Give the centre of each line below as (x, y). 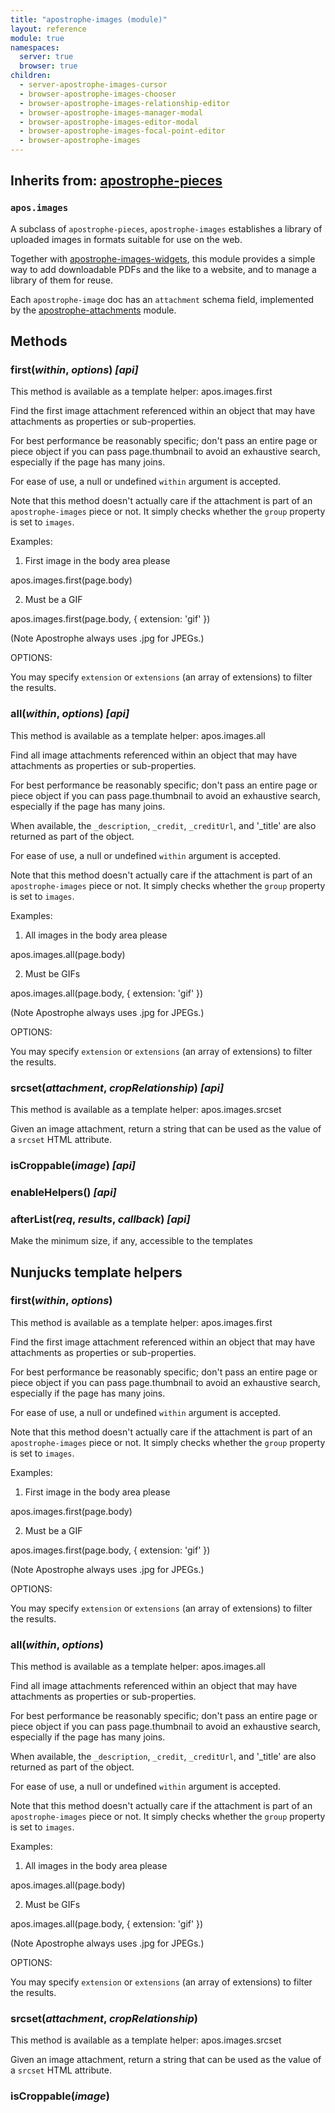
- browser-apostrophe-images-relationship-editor (124, 103)
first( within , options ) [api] (74, 369)
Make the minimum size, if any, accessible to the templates (131, 1241)
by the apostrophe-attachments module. (93, 310)
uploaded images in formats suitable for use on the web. (126, 239)
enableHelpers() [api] (63, 1192)
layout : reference (48, 29)
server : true (46, 57)
